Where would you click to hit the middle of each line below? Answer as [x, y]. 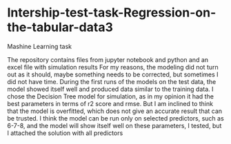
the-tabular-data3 [60, 27]
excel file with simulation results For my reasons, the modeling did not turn [113, 67]
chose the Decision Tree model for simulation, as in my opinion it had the [110, 96]
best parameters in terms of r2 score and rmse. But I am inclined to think [110, 103]
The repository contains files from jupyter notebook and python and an [108, 59]
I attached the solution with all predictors [65, 133]
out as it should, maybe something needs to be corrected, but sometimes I [113, 74]
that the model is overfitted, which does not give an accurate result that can [115, 111]
